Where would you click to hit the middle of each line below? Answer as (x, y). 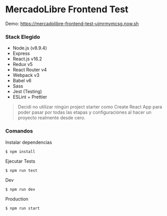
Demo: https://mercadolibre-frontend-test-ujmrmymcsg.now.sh (72, 24)
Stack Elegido (23, 37)
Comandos (19, 131)
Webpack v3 (26, 75)
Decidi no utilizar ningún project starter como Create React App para (90, 107)
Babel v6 (22, 81)
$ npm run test (21, 170)
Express (21, 53)
